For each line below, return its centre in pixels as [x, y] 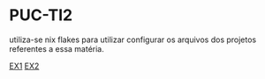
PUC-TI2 [41, 15]
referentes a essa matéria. [57, 48]
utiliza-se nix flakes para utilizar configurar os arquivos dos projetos [133, 39]
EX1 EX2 [24, 66]
